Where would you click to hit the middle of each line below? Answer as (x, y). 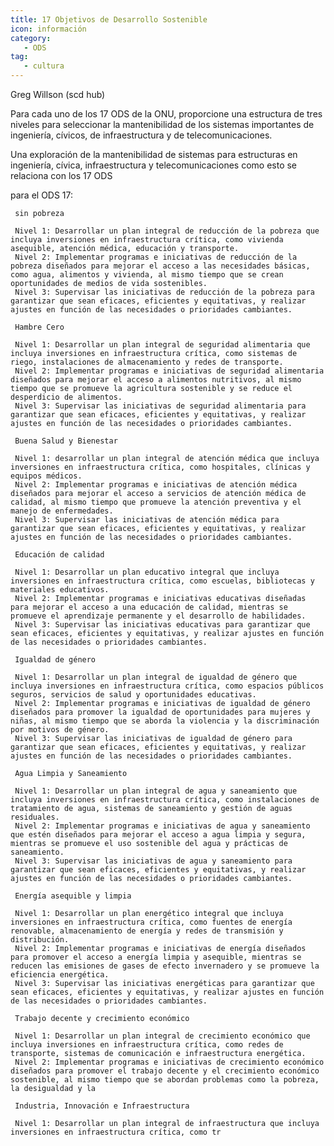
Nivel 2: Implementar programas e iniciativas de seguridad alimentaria (169, 371)
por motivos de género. (60, 730)
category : (31, 38)
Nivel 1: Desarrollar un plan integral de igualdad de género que (156, 677)
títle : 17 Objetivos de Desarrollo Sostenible (109, 19)
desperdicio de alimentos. (66, 397)
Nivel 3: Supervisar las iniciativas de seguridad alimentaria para (160, 406)
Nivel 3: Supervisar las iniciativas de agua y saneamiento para (153, 861)
